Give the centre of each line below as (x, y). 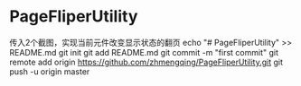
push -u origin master (50, 71)
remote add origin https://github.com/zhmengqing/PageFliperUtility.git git (146, 62)
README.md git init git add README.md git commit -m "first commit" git (144, 52)
